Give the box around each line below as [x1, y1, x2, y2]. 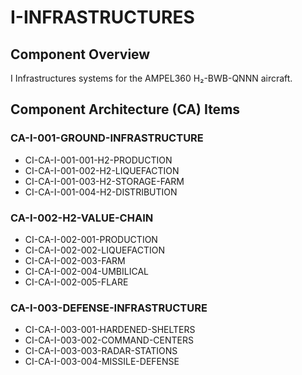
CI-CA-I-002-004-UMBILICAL [24, 265, 149, 277]
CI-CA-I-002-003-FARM [24, 254, 126, 266]
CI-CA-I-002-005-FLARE [24, 276, 129, 288]
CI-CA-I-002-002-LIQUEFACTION [24, 244, 165, 256]
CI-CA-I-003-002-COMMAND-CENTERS [24, 334, 195, 346]
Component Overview [10, 46, 151, 63]
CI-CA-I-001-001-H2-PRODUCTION [24, 154, 173, 166]
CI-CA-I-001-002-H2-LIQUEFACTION [24, 164, 180, 176]
